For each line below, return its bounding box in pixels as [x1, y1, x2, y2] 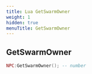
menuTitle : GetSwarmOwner [6, 25, 70, 31]
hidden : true [6, 20, 39, 25]
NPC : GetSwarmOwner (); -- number [6, 63, 86, 69]
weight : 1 [6, 14, 31, 20]
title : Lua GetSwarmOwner [6, 8, 70, 15]
